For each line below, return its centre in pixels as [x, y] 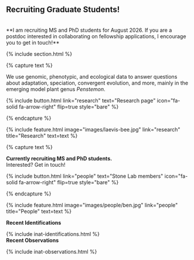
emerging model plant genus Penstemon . [56, 89]
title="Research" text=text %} [42, 136]
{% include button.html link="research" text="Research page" [81, 100]
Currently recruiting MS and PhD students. [59, 158]
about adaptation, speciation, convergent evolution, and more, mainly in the [97, 83]
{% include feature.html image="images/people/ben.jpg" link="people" [92, 205]
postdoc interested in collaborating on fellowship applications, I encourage [96, 36]
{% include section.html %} [39, 54]
